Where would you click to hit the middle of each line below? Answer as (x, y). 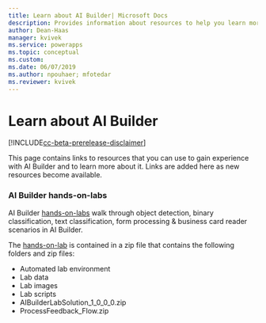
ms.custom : (26, 60)
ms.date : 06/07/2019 (42, 67)
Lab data (34, 277)
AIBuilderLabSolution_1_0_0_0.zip (73, 302)
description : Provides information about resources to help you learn (127, 23)
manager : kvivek (35, 38)
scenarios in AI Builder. (46, 230)
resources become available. (55, 175)
